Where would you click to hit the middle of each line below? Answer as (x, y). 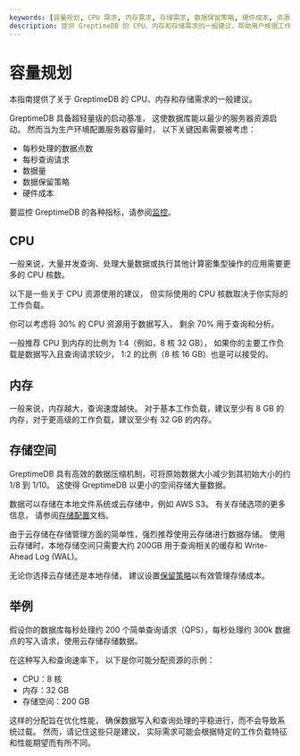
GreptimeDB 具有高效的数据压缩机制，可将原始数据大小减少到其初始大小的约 (150, 473)
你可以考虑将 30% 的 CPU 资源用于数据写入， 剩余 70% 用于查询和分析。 (144, 324)
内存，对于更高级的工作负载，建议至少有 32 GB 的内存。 (113, 420)
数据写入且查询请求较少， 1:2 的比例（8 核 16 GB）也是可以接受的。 (149, 354)
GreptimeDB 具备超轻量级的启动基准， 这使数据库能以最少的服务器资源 (139, 118)
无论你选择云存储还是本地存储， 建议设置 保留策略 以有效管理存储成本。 (139, 575)
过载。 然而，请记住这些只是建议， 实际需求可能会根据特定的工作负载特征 (152, 731)
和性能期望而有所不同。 (52, 743)
